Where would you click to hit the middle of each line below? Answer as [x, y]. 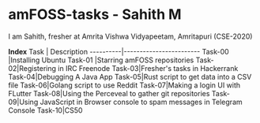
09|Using [23, 102]
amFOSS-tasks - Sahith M [95, 15]
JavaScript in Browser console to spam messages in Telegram [141, 102]
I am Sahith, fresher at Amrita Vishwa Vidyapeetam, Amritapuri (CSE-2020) [130, 36]
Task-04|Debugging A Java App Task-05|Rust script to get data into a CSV [130, 76]
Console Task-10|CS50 [45, 110]
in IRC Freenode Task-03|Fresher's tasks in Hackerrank [148, 68]
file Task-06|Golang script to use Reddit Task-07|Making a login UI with [124, 85]
